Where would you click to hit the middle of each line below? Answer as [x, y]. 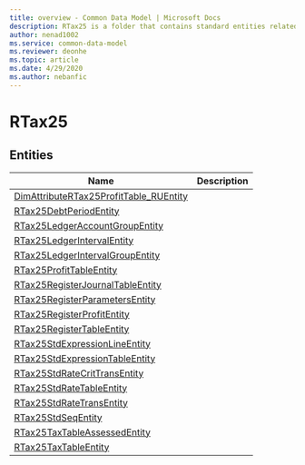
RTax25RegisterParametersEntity [85, 299]
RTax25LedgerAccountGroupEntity [89, 225]
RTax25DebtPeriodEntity [67, 211]
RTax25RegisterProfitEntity [72, 314]
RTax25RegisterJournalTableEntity [88, 284]
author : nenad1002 [44, 35]
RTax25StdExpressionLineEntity [83, 343]
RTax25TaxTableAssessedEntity [83, 432]
